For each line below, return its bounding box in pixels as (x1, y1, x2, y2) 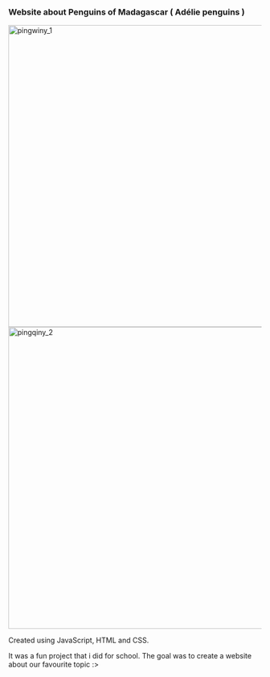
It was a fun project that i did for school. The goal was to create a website (8, 651, 252, 661)
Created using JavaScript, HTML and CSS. (8, 635, 149, 646)
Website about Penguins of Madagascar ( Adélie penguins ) (8, 6, 245, 18)
